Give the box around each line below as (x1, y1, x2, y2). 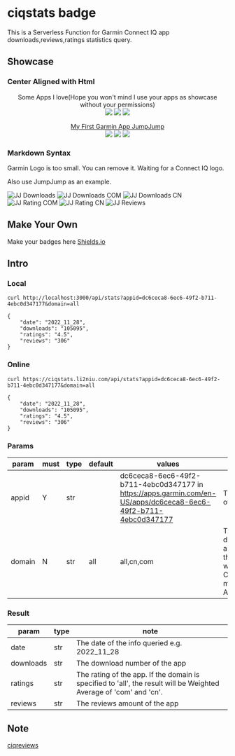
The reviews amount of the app (76, 699, 179, 708)
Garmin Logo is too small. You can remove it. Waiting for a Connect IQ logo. (7, 163, 225, 172)
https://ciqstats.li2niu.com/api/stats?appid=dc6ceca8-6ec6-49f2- (22, 376, 220, 383)
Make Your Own (7, 219, 78, 231)
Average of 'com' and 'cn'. (76, 687, 163, 697)
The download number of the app (76, 659, 187, 668)
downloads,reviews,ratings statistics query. (7, 35, 132, 43)
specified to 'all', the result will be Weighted (76, 678, 220, 688)
